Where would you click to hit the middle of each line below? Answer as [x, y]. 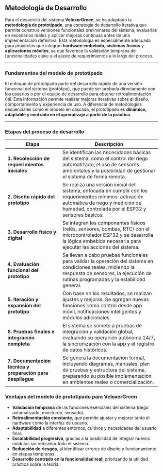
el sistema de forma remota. [94, 177]
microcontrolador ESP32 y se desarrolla [108, 235]
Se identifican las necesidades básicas [107, 153]
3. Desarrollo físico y [32, 232]
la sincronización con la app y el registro [108, 344]
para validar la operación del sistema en [108, 261]
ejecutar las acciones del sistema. [101, 247]
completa [19, 344]
